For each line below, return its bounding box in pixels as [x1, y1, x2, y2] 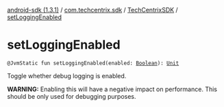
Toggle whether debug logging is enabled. [7, 71, 127, 80]
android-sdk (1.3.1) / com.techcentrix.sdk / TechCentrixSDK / [7, 6, 178, 14]
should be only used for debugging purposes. [7, 92, 136, 100]
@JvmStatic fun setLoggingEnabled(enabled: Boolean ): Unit [7, 60, 179, 67]
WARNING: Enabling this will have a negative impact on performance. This [7, 85, 218, 93]
